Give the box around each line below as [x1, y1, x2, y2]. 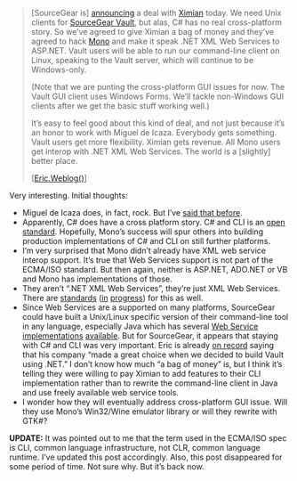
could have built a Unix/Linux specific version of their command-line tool [21, 312, 289, 322]
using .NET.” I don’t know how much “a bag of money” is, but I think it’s [21, 359, 283, 369]
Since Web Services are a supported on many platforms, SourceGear [21, 302, 276, 313]
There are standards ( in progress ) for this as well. [21, 293, 204, 303]
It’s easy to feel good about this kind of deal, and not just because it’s [30, 118, 285, 128]
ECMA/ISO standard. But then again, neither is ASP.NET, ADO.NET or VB [21, 265, 288, 274]
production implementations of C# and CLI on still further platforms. [21, 236, 271, 246]
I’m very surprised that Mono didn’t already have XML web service [21, 245, 267, 256]
